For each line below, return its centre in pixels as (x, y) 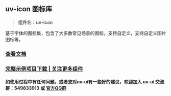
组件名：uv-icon (35, 22)
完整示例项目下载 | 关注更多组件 (44, 69)
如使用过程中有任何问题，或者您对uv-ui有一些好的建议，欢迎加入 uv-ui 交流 (85, 82)
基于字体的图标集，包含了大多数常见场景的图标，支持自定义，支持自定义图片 (86, 33)
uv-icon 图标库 (29, 9)
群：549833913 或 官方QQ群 (36, 88)
